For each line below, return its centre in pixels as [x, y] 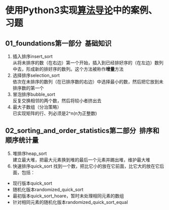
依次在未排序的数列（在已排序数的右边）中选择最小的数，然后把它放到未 [88, 82]
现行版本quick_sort [32, 183]
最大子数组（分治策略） [37, 107]
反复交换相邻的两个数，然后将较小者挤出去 [57, 101]
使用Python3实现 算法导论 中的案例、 [81, 10]
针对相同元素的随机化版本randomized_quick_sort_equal [70, 202]
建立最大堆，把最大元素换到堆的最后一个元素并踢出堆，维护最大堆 [81, 159]
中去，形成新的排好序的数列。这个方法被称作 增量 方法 [68, 69]
